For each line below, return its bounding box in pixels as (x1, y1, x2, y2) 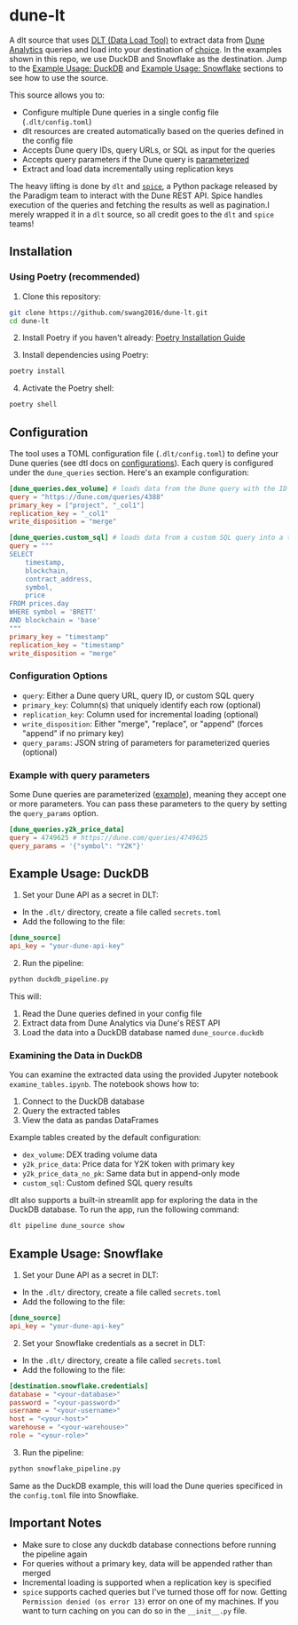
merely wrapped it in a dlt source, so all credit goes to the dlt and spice (9, 209, 275, 219)
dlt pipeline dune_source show (9, 1222, 125, 1231)
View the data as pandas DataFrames (21, 1115, 160, 1126)
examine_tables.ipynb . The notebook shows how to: (9, 1079, 200, 1090)
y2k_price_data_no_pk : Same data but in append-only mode (21, 1169, 240, 1179)
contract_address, (25, 575, 93, 583)
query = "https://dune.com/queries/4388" (9, 492, 165, 502)
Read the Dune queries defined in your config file (21, 1009, 202, 1019)
